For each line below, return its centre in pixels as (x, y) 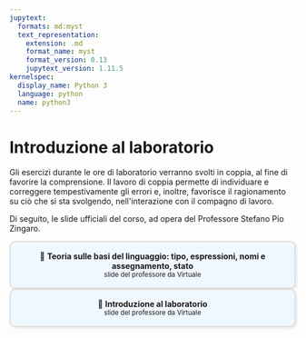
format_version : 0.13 (66, 60)
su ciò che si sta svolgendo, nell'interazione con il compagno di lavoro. (142, 202)
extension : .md (54, 43)
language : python (50, 94)
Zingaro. (25, 229)
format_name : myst (60, 52)
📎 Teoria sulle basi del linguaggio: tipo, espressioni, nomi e (153, 256)
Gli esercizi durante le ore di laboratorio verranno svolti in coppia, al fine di (148, 173)
